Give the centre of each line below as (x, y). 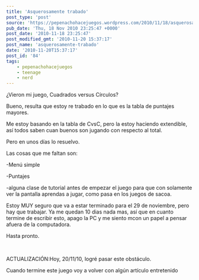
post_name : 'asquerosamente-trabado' (53, 45)
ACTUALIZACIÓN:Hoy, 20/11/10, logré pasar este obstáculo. (79, 259)
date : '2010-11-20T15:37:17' (42, 50)
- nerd (25, 78)
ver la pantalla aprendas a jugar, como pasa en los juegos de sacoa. (89, 194)
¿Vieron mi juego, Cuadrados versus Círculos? (62, 95)
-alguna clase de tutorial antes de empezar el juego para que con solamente (99, 188)
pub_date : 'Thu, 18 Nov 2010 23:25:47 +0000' (63, 28)
